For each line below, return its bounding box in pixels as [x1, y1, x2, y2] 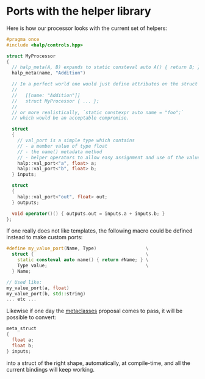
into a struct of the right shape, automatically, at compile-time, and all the [6, 359, 190, 367]
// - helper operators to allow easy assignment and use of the [17, 154, 184, 161]
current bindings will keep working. [6, 366, 95, 373]
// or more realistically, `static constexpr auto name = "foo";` [12, 109, 184, 115]
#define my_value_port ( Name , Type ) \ [6, 245, 149, 251]
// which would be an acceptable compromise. [12, 115, 130, 121]
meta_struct [6, 325, 37, 332]
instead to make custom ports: [6, 234, 83, 241]
